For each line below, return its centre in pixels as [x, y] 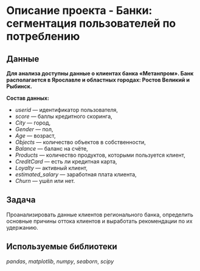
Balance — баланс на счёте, [51, 149]
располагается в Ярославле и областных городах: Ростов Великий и [98, 80]
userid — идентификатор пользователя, [67, 110]
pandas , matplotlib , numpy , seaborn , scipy [60, 261]
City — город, [33, 123]
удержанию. [22, 227]
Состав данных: [28, 98]
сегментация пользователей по [91, 23]
